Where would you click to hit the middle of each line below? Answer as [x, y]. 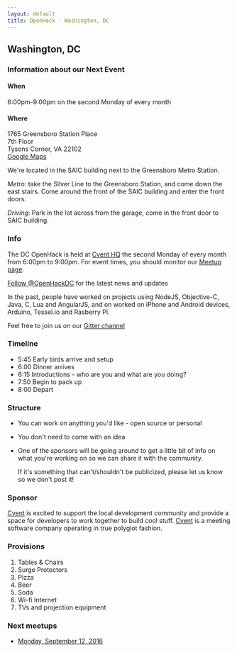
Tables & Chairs [40, 562]
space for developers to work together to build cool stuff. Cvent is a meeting [119, 521]
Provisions [26, 546]
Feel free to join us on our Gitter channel [66, 325]
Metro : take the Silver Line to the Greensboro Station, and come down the [115, 184]
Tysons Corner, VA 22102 [44, 149]
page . [16, 269]
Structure [24, 407]
